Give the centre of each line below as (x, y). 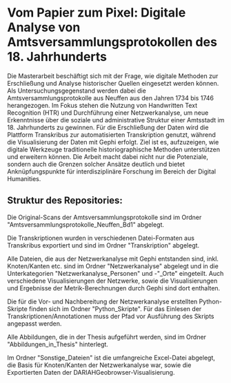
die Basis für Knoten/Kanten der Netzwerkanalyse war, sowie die (99, 365)
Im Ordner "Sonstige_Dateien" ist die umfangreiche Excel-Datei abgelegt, (111, 357)
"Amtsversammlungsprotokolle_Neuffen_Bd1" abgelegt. (86, 224)
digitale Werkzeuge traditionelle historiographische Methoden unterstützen (114, 149)
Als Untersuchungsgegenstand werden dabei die (77, 91)
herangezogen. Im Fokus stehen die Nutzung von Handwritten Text (102, 105)
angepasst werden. (34, 324)
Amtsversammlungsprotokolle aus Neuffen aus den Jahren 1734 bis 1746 (110, 97)
